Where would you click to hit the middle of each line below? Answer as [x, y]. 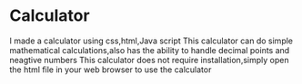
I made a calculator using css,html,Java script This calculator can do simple [151, 41]
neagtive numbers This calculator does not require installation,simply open [149, 60]
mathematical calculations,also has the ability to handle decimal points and [150, 50]
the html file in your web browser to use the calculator [111, 70]
